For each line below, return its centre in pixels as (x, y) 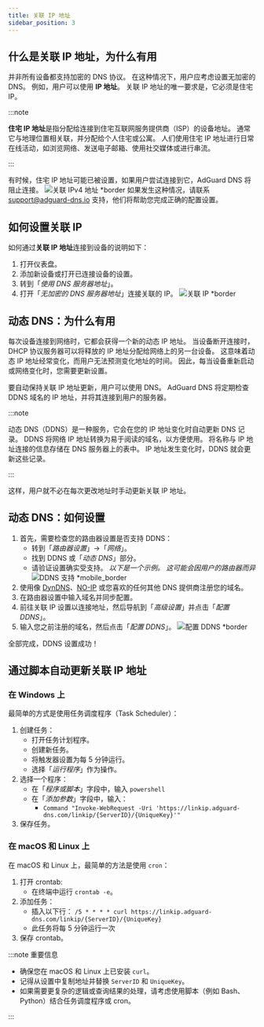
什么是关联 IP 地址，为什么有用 (82, 56)
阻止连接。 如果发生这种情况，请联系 (109, 190)
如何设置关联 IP (45, 227)
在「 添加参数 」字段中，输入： (79, 799)
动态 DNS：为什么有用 (62, 320)
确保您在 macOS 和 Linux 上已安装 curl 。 (86, 971)
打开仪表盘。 (40, 264)
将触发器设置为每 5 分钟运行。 (80, 760)
